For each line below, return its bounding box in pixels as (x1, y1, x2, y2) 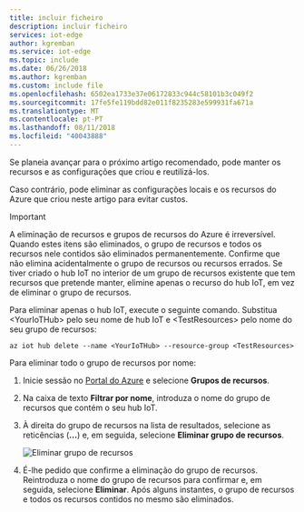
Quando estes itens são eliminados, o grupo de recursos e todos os (9, 238, 262, 249)
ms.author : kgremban (9, 73, 88, 82)
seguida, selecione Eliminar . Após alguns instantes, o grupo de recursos (22, 484, 295, 495)
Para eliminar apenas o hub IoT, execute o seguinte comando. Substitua (9, 304, 278, 315)
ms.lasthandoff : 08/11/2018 (9, 124, 116, 133)
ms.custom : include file (9, 81, 103, 90)
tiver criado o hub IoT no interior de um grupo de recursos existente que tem (9, 267, 296, 278)
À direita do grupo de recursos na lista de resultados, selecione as (22, 419, 271, 430)
